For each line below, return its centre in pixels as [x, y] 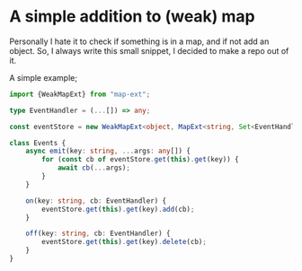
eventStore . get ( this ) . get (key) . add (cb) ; [118, 209]
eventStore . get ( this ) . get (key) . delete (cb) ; [124, 242]
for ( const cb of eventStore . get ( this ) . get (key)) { [141, 160]
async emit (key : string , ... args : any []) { [108, 151]
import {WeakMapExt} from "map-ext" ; [80, 94]
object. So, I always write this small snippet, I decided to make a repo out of [149, 50]
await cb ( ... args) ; [93, 168]
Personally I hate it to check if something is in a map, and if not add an [139, 41]
